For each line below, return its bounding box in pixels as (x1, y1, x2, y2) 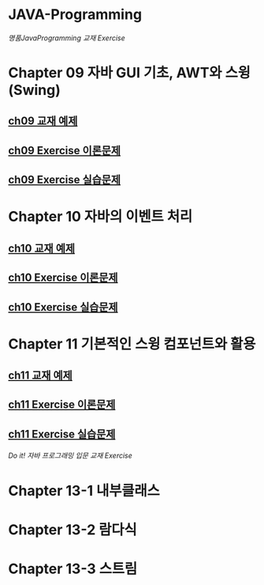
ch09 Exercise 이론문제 (8, 144, 121, 157)
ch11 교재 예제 (8, 369, 73, 383)
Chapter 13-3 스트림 (8, 560, 138, 578)
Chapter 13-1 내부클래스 (8, 481, 160, 500)
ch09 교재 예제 (8, 115, 78, 128)
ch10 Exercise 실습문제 (8, 300, 118, 314)
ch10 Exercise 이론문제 (8, 271, 118, 285)
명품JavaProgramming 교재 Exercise (8, 33, 126, 43)
